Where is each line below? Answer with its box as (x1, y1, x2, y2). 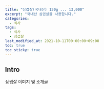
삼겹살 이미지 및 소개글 (5, 79, 48, 85)
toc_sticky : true (5, 47, 41, 52)
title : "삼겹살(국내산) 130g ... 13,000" (5, 7, 84, 12)
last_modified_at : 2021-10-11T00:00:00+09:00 (5, 39, 99, 44)
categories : (5, 16, 29, 21)
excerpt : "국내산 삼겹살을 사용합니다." (5, 12, 76, 16)
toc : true (5, 43, 25, 48)
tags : (5, 25, 16, 30)
